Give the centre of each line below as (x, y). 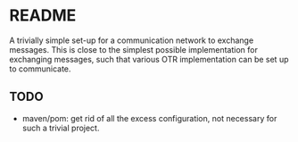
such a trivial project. (61, 128)
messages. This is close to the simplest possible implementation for (134, 49)
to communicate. (40, 69)
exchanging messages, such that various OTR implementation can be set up (149, 59)
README (43, 16)
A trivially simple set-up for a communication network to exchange (132, 40)
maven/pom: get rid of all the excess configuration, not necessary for (149, 118)
